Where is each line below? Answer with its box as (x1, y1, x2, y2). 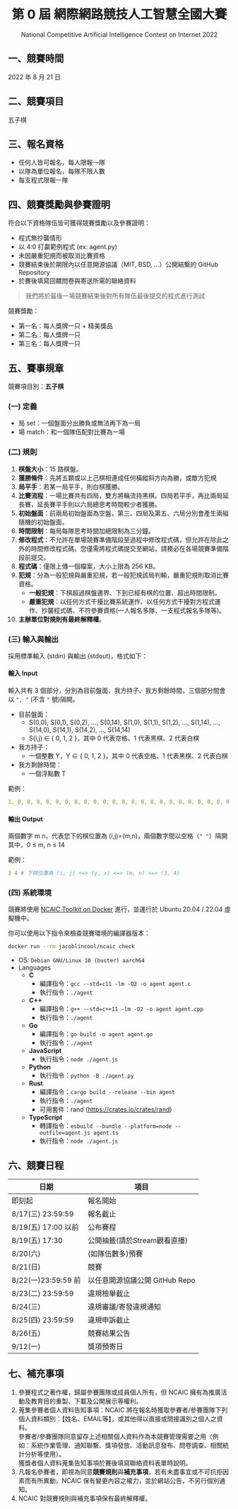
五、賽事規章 (8, 362, 64, 374)
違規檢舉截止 (88, 1288, 131, 1298)
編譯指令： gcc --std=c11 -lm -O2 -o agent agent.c (39, 979, 191, 988)
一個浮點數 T (28, 769, 66, 778)
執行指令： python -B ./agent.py (39, 1071, 134, 1080)
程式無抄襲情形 (18, 234, 62, 243)
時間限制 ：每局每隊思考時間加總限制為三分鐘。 (18, 526, 155, 535)
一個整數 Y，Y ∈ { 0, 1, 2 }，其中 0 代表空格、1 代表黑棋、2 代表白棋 (28, 752, 228, 760)
